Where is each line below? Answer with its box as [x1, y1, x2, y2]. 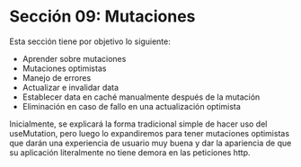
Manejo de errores [22, 72, 92, 83]
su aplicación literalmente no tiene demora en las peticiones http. [9, 146, 251, 158]
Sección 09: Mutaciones [9, 6, 196, 27]
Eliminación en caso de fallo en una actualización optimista [22, 101, 241, 111]
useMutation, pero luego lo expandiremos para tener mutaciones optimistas [9, 127, 290, 138]
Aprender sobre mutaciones [22, 53, 127, 64]
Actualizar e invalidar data [22, 82, 120, 92]
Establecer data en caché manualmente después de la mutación [22, 92, 261, 102]
